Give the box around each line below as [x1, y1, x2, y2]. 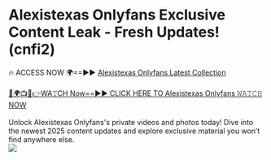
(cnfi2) [8, 41, 55, 58]
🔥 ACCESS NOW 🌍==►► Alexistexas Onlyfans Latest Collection [8, 67, 226, 77]
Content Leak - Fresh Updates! [8, 23, 220, 41]
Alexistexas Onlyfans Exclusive [8, 6, 226, 24]
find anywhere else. [8, 134, 75, 144]
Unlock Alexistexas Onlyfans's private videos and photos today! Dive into [8, 117, 254, 127]
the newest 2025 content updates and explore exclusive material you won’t [8, 126, 260, 136]
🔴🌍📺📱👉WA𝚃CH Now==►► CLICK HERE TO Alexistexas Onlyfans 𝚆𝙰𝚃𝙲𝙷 [8, 88, 263, 98]
